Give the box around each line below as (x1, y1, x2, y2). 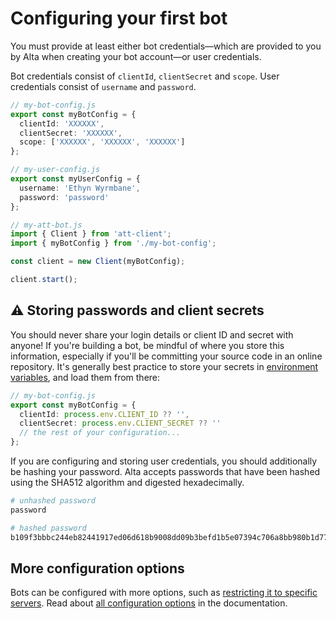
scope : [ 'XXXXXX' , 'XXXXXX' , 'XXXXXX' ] (19, 137, 186, 147)
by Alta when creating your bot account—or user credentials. (10, 50, 262, 62)
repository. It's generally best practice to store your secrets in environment (10, 360, 319, 372)
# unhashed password (10, 496, 97, 506)
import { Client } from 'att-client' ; (10, 229, 172, 239)
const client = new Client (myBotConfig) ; (10, 257, 186, 267)
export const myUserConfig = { (10, 174, 141, 184)
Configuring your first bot (10, 7, 228, 30)
